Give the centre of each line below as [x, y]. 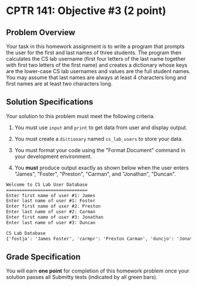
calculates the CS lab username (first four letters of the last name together [96, 59]
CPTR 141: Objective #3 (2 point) [86, 11]
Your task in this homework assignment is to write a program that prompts [95, 46]
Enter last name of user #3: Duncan [51, 223]
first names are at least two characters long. [59, 84]
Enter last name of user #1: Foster [51, 201]
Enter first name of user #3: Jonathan [55, 218]
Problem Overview [41, 32]
